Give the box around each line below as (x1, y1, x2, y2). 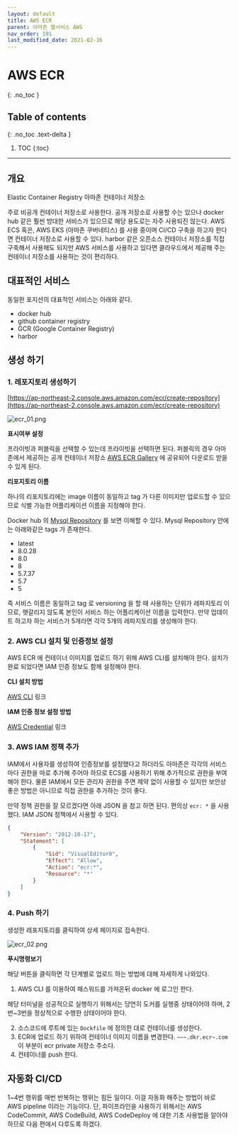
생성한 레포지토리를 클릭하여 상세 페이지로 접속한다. (7, 925, 149, 934)
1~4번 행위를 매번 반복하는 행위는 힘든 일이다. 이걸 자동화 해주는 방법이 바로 (7, 1092, 216, 1102)
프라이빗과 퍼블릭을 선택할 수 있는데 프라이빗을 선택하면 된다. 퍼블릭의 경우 (7, 444, 214, 453)
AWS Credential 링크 (7, 723, 67, 731)
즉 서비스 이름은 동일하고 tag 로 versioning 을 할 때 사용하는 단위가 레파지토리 (7, 599, 222, 608)
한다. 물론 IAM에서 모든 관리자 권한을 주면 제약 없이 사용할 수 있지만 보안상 (20, 777, 227, 786)
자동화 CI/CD (7, 1073, 62, 1085)
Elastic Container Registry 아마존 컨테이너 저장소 (7, 193, 145, 201)
